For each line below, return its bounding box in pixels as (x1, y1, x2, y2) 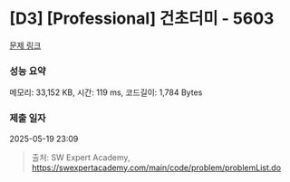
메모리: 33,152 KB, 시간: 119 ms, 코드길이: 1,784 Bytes (9, 87, 203, 98)
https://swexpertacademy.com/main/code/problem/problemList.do (31, 162, 282, 173)
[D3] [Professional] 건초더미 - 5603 (9, 8, 275, 29)
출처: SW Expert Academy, (31, 151, 130, 163)
